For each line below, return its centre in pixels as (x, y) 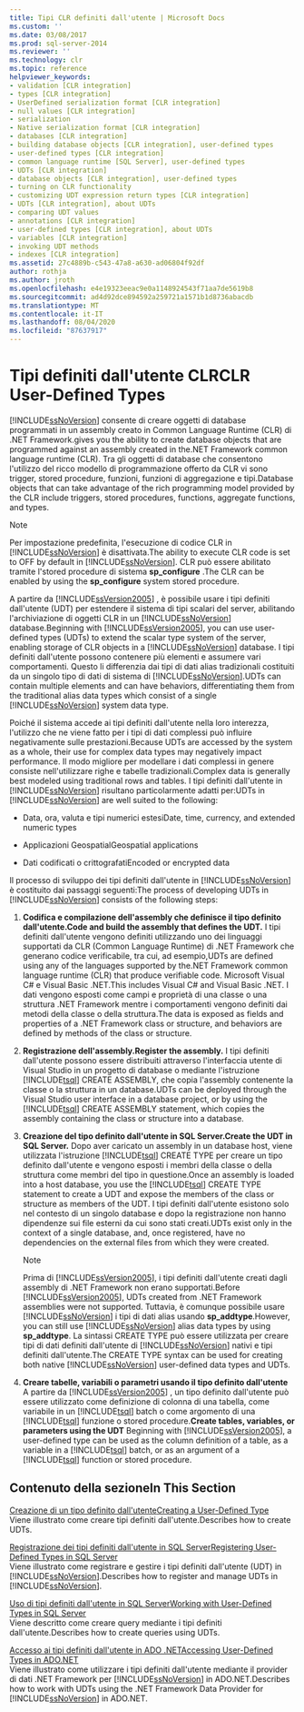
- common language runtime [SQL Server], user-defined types (127, 161)
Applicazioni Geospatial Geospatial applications (110, 845)
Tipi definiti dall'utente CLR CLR (130, 376)
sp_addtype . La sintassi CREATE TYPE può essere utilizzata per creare (155, 1335)
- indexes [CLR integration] (64, 255)
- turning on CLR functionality (70, 187)
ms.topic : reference (49, 69)
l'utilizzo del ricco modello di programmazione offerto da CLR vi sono (139, 468)
